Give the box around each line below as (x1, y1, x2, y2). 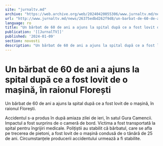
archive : (5, 12, 23, 16)
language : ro (5, 20, 32, 26)
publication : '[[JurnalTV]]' (5, 29, 64, 34)
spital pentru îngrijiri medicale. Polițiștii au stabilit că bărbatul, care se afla (5, 125, 152, 131)
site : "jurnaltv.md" (5, 7, 47, 12)
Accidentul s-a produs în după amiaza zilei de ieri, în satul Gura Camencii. (5, 115, 153, 121)
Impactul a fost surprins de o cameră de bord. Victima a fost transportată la (5, 120, 156, 126)
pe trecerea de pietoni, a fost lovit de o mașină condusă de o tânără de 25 (5, 130, 153, 136)
